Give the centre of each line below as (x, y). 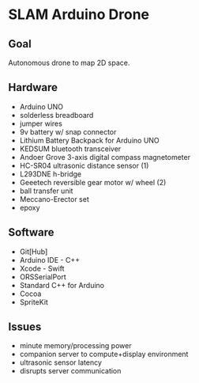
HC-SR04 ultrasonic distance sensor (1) (84, 165)
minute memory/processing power (75, 346)
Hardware (33, 87)
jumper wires (41, 123)
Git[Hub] (34, 252)
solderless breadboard (56, 115)
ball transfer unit (46, 191)
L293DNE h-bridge (50, 174)
